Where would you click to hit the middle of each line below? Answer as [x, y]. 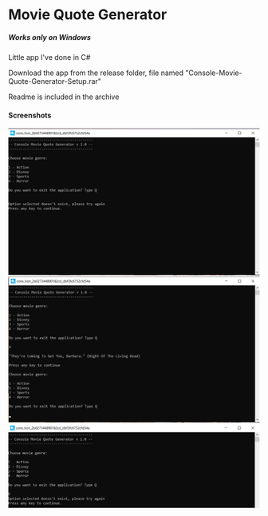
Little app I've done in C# [49, 58]
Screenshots [30, 115]
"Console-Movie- [213, 73]
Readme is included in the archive [64, 97]
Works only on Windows [50, 37]
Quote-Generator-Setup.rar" [55, 81]
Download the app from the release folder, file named [96, 73]
